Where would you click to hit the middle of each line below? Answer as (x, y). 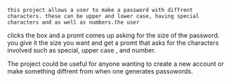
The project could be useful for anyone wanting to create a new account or (116, 64)
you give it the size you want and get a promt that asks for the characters (113, 43)
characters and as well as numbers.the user (73, 22)
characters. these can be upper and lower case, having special (103, 16)
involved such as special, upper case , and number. (81, 50)
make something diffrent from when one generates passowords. (100, 71)
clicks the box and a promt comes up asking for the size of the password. (113, 35)
